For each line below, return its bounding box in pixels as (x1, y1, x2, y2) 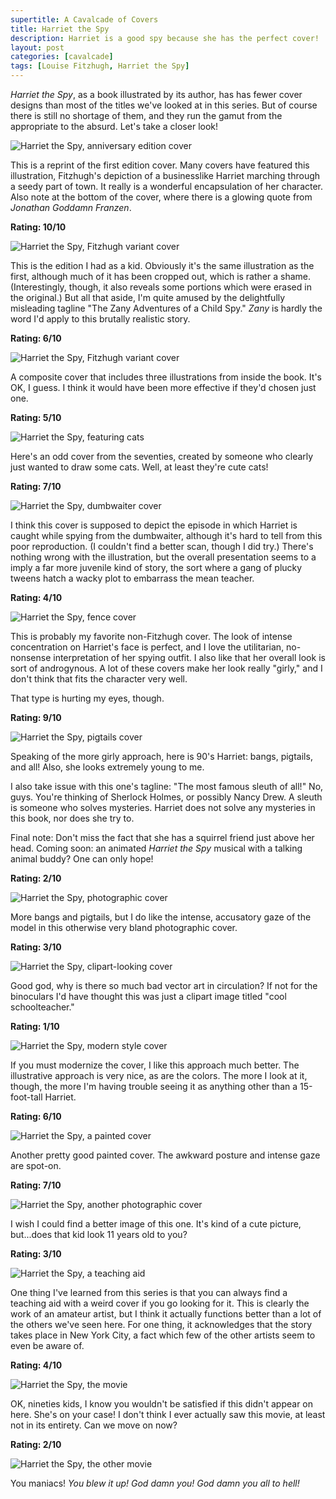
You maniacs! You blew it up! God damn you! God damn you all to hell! (10, 1477, 300, 1489)
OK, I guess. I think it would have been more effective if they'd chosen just (10, 382, 317, 393)
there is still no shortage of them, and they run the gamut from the (10, 110, 283, 121)
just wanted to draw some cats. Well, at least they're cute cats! (10, 461, 269, 473)
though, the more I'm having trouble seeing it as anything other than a (10, 1081, 298, 1092)
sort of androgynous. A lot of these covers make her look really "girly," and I (10, 662, 323, 674)
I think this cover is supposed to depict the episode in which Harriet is (10, 519, 298, 531)
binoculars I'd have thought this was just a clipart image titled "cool (10, 991, 287, 1002)
